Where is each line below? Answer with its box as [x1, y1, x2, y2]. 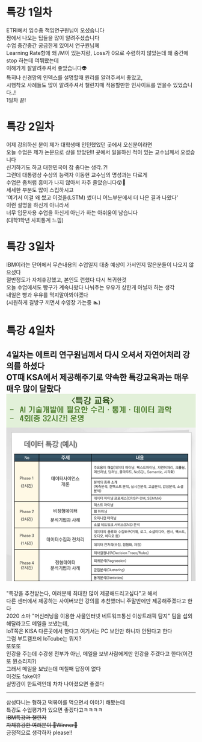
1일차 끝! [6, 96, 26, 103]
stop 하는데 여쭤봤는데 [6, 57, 59, 64]
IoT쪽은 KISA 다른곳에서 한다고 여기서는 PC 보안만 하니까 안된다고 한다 [6, 627, 173, 635]
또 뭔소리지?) [6, 657, 37, 665]
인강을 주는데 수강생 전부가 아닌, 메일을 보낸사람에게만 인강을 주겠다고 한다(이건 [6, 650, 193, 657]
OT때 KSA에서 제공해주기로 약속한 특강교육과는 [6, 373, 173, 383]
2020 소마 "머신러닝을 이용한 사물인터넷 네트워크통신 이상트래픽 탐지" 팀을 [6, 612, 182, 619]
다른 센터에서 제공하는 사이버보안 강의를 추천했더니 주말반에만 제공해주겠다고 [6, 597, 186, 604]
